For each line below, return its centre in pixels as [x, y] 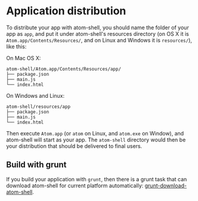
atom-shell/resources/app [38, 106]
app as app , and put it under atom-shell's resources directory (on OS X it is [98, 33]
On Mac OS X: [24, 58]
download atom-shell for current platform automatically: [75, 185]
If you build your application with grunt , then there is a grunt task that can [97, 179]
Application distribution [66, 11]
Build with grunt [36, 165]
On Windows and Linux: [35, 95]
